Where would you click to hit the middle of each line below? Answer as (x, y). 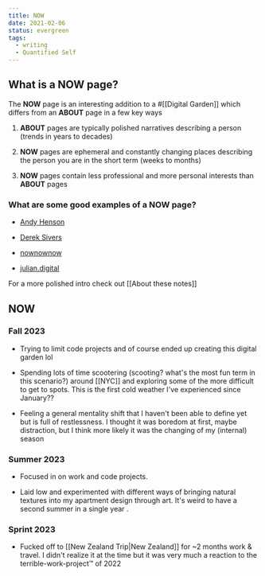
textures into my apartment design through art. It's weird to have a (128, 500)
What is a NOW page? (63, 85)
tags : (17, 38)
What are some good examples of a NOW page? (102, 204)
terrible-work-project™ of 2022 (70, 564)
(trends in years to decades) (66, 136)
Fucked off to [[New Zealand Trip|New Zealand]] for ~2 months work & (136, 547)
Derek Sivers (41, 237)
